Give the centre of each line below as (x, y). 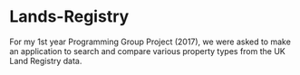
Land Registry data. (46, 61)
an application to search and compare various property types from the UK (147, 51)
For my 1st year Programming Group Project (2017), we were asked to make (150, 42)
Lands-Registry (69, 17)
